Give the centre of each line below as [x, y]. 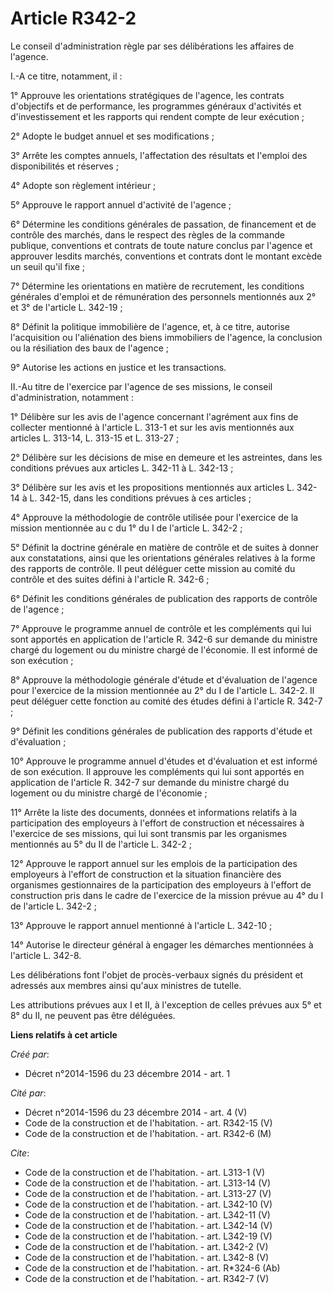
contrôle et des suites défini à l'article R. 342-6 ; [110, 579]
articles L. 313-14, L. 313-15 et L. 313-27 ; [95, 438]
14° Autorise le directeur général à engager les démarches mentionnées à [162, 944]
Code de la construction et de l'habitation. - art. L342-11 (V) [147, 1214]
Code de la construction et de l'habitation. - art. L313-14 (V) [148, 1183]
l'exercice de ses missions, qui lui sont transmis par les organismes [149, 833]
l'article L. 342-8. [46, 955]
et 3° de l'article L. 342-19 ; [66, 307]
